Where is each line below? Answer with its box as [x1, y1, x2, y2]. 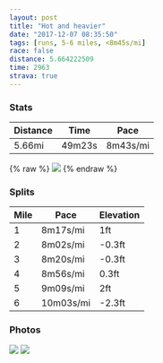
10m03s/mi [41, 297, 91, 309]
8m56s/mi [41, 268, 85, 281]
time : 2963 [9, 64, 50, 73]
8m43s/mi [106, 140, 150, 152]
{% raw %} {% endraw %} [9, 163, 118, 175]
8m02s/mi [41, 238, 85, 251]
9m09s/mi [41, 282, 85, 295]
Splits [9, 186, 35, 198]
